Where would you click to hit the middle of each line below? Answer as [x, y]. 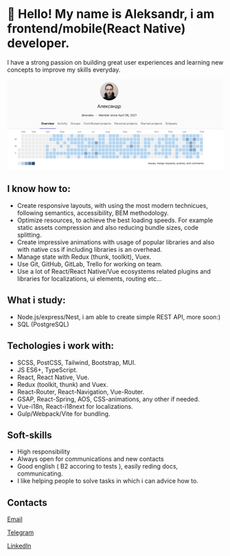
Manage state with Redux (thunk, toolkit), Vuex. [84, 257]
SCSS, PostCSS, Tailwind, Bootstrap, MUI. [76, 362]
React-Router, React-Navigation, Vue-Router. [81, 392]
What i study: [37, 300]
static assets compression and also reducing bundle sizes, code [108, 227]
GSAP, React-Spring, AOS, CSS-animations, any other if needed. [108, 399]
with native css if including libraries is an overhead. [90, 249]
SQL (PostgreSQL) [43, 324]
